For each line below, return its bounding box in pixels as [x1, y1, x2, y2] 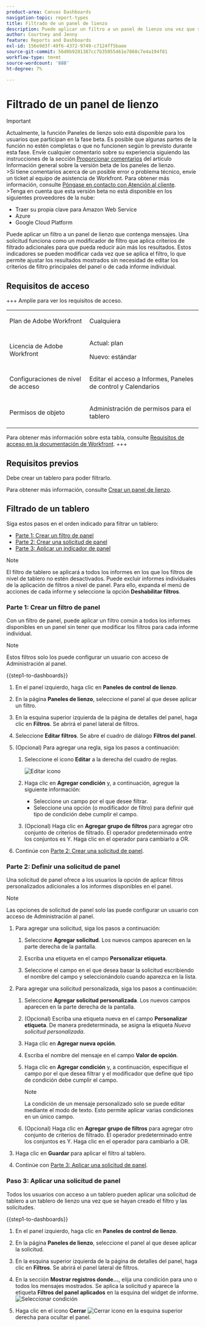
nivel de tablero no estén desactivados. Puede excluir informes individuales [6, 575, 196, 582]
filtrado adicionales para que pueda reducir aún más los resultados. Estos [6, 243, 192, 251]
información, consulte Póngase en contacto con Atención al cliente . [6, 181, 176, 189]
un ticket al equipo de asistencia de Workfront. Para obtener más [6, 174, 170, 182]
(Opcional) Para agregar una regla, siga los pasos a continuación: [15, 744, 180, 751]
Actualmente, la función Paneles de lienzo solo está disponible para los [6, 129, 185, 137]
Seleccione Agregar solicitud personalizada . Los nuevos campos [24, 997, 190, 1004]
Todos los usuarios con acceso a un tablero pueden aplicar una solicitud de [6, 1190, 196, 1198]
